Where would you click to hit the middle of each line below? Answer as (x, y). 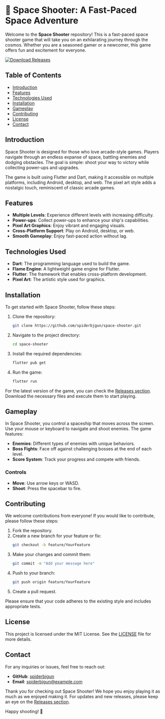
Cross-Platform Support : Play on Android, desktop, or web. (73, 231)
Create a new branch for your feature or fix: (57, 536)
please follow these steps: (32, 521)
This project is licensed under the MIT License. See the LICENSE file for (78, 634)
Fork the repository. (32, 531)
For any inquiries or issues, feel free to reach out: (55, 666)
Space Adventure (42, 21)
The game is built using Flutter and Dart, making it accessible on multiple (80, 177)
